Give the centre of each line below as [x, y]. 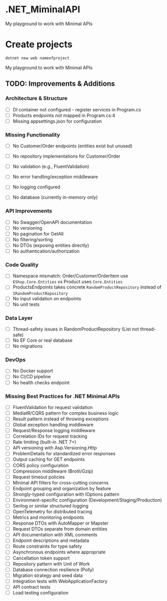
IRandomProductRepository [40, 294]
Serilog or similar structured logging [50, 506]
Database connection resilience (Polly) [53, 569]
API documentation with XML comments [55, 535]
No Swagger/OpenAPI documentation [52, 222]
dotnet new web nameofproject [38, 58]
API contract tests [31, 587]
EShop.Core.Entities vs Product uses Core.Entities [67, 282]
